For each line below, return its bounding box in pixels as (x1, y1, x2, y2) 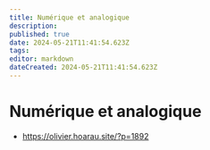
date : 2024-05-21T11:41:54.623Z (9, 37, 130, 47)
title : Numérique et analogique (9, 12, 130, 22)
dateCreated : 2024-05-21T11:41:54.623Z (9, 63, 158, 72)
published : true (9, 29, 70, 38)
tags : (9, 46, 29, 55)
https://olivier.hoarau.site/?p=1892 (21, 130, 149, 141)
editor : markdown (9, 54, 74, 63)
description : (9, 21, 58, 30)
